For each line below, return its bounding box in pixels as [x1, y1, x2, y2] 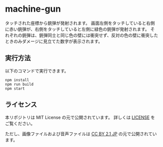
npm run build [5, 82, 34, 87]
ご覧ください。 [5, 120, 35, 126]
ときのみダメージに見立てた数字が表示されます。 [5, 38, 103, 44]
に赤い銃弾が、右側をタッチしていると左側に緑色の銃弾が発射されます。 [5, 26, 149, 32]
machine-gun [5, 3, 61, 15]
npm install [5, 77, 29, 82]
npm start [5, 86, 25, 91]
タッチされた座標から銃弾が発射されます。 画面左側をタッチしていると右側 [5, 20, 155, 26]
